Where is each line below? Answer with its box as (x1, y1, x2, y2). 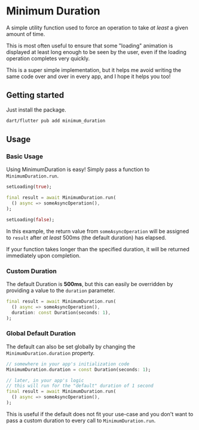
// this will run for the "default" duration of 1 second (6, 383, 154, 389)
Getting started (6, 90, 65, 100)
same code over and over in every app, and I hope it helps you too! (6, 73, 171, 80)
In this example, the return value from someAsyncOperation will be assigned (6, 227, 189, 234)
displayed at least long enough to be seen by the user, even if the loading (6, 48, 187, 55)
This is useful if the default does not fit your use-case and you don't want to (6, 410, 194, 417)
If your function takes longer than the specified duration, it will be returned (6, 245, 189, 252)
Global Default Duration (6, 329, 76, 338)
